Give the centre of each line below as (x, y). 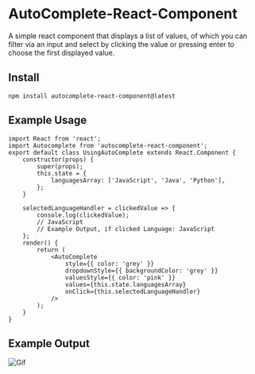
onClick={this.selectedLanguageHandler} (133, 291)
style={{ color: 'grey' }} (110, 264)
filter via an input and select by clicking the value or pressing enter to (121, 44)
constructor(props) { (58, 160)
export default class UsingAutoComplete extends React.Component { (122, 152)
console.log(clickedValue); (83, 215)
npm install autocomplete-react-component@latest (92, 96)
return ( (51, 250)
